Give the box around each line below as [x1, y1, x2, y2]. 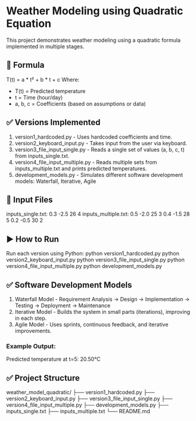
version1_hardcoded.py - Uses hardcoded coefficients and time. [14, 133, 173, 141]
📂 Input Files [6, 195, 53, 205]
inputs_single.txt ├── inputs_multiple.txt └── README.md [6, 408, 150, 415]
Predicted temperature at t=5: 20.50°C [6, 355, 101, 363]
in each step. [14, 314, 47, 322]
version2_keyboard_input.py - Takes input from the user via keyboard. [14, 139, 188, 146]
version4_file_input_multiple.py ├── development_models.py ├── [6, 401, 169, 408]
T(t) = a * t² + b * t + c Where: [6, 76, 80, 83]
